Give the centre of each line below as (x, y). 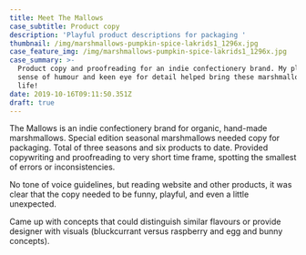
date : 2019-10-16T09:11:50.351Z (71, 94)
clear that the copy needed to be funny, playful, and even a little (129, 194)
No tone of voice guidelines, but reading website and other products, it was (151, 185)
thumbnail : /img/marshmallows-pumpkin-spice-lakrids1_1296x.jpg (134, 43)
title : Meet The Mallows (56, 18)
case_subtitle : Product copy (65, 26)
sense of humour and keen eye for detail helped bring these (136, 77)
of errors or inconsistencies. (62, 167)
